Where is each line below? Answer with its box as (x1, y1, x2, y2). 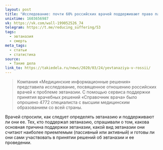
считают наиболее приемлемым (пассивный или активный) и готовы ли (5, 129, 155, 135)
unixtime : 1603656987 (5, 16, 49, 21)
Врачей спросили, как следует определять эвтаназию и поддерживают (5, 114, 154, 120)
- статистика (9, 52, 36, 57)
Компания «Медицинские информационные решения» (16, 79, 131, 85)
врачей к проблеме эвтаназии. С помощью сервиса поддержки (16, 89, 150, 95)
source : (5, 57, 21, 61)
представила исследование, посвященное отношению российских (16, 84, 157, 90)
